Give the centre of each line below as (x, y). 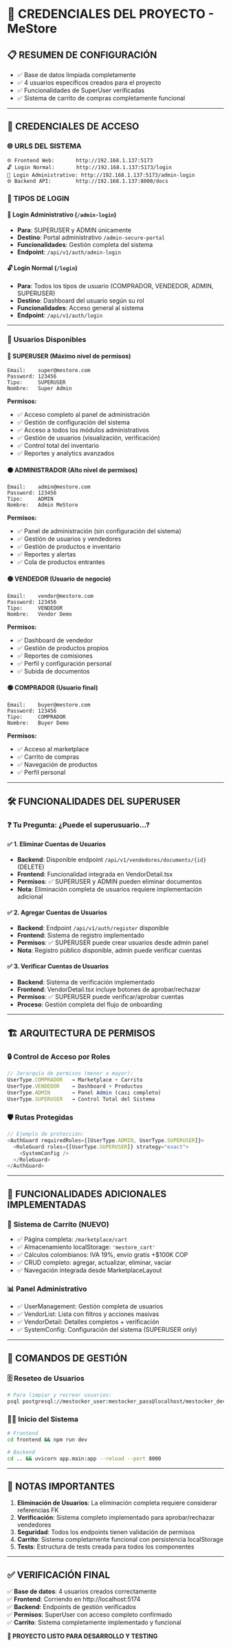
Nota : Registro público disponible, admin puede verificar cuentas (109, 950)
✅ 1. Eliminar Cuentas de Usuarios (57, 844)
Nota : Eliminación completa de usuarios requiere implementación (110, 890)
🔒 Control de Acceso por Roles (59, 1057)
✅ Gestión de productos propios (63, 648)
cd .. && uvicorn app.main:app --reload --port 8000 (84, 1458)
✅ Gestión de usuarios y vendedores (69, 539)
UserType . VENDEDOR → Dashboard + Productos (75, 1086)
